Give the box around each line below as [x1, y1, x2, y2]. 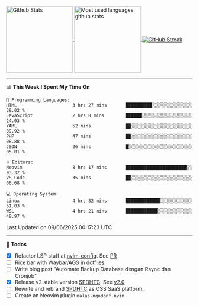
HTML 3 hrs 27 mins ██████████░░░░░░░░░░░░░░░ [6, 102, 192, 108]
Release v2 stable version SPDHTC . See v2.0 [14, 278, 125, 286]
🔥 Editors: [6, 159, 34, 165]
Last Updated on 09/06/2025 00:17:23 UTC [6, 224, 113, 230]
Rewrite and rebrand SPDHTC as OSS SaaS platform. [14, 285, 144, 293]
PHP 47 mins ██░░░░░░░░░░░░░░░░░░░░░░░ [6, 133, 192, 139]
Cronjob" [14, 272, 37, 280]
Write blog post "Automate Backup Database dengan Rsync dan [14, 266, 171, 273]
